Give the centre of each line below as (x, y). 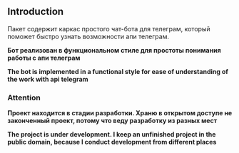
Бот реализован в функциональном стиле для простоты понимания (114, 50)
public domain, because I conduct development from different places (112, 142)
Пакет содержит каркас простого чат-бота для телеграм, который (109, 28)
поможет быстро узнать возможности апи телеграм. (88, 36)
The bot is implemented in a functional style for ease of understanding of (118, 71)
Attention (24, 97)
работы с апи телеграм (44, 58)
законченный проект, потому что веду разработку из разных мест (112, 121)
